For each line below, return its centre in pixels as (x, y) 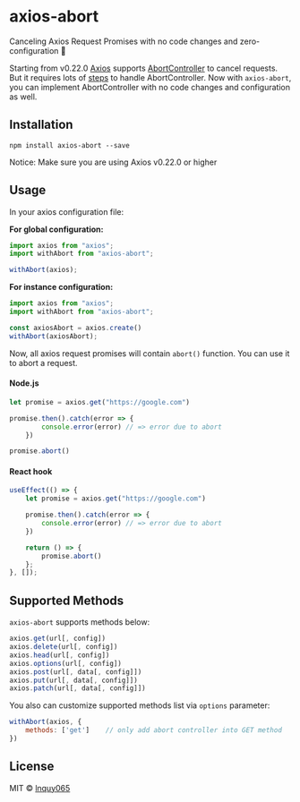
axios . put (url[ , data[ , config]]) (74, 680)
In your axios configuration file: (67, 211)
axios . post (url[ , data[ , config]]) (76, 672)
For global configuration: (56, 229)
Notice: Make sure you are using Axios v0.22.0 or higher (113, 162)
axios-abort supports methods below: (80, 622)
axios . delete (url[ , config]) (64, 647)
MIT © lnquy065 (40, 788)
